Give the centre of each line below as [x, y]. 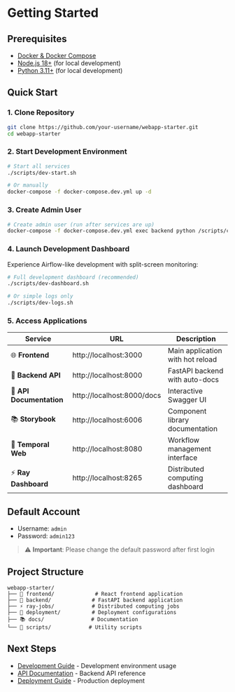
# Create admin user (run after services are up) [81, 225]
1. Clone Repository [41, 112]
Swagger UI [187, 400]
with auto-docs [193, 380]
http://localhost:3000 [107, 355]
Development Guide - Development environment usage [97, 665]
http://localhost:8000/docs [117, 396]
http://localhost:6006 [107, 420]
